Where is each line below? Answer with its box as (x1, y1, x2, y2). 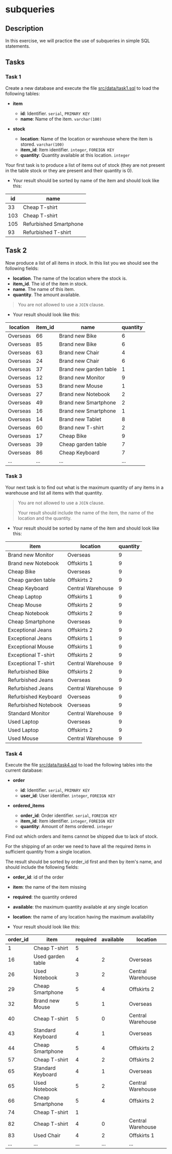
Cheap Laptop (8, 593, 42, 600)
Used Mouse (8, 735, 39, 742)
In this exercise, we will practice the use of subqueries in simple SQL (5, 37, 150, 44)
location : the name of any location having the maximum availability (12, 914, 155, 920)
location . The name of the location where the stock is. (12, 275, 127, 281)
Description (5, 24, 44, 33)
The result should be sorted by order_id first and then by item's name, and (5, 858, 162, 865)
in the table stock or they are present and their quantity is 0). (5, 167, 133, 173)
